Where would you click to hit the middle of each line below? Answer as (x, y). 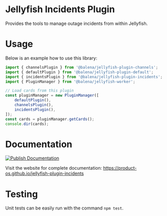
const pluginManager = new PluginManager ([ (52, 96)
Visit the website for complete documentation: (54, 168)
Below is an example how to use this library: (51, 58)
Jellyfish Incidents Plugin (60, 9)
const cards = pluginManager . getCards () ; (50, 119)
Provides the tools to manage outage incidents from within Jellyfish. (77, 23)
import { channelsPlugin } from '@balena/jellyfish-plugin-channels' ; (82, 67)
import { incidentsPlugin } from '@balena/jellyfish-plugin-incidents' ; (84, 77)
